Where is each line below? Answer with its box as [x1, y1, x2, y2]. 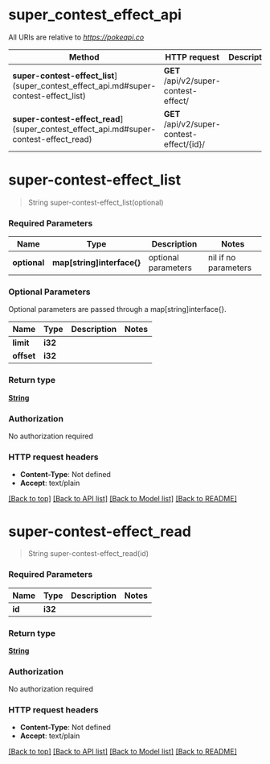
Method [68, 51, 100, 62]
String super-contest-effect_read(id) [27, 549, 149, 558]
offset [12, 351, 36, 362]
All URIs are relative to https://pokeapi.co [8, 32, 145, 42]
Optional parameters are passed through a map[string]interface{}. [8, 305, 227, 314]
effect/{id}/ [163, 139, 206, 150]
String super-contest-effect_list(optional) [27, 197, 164, 207]
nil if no [207, 252, 236, 264]
